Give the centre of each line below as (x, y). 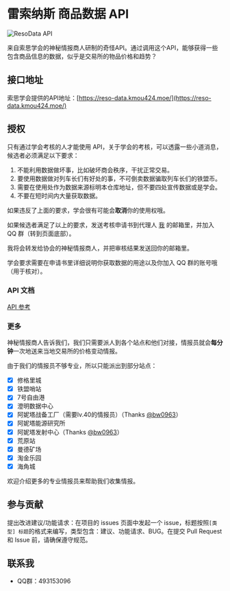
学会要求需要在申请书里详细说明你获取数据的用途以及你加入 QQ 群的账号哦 (112, 262)
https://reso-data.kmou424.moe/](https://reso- (145, 97)
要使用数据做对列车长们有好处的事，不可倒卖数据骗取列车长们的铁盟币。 (119, 178)
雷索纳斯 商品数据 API (68, 14)
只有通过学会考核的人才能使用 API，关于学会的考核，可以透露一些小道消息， (115, 147)
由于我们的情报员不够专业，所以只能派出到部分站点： (82, 366)
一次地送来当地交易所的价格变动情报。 (67, 351)
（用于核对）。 (27, 271)
